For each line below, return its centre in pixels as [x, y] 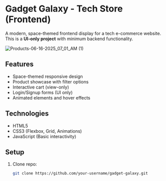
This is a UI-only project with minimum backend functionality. [69, 39]
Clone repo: [25, 164]
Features [19, 64]
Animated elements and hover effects [51, 98]
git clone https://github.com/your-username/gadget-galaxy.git [80, 173]
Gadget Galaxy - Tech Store [64, 9]
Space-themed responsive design [48, 76]
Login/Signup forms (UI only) [43, 92]
